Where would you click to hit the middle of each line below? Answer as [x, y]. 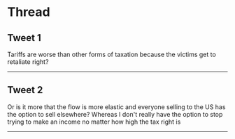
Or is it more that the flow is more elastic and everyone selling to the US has [116, 107]
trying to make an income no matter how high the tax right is [94, 122]
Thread [29, 12]
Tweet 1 [24, 38]
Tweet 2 [25, 90]
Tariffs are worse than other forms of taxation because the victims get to [112, 54]
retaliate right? [28, 62]
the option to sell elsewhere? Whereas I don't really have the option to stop [115, 114]
